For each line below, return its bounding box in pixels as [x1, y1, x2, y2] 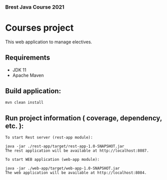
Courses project [5, 22, 74, 34]
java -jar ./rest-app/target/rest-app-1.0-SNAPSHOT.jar [5, 144, 124, 149]
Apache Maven [12, 72, 44, 78]
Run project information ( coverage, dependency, [5, 113, 162, 122]
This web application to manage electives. [5, 39, 92, 45]
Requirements [5, 53, 50, 62]
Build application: [5, 87, 61, 95]
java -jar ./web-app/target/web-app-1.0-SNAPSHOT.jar [5, 166, 120, 171]
